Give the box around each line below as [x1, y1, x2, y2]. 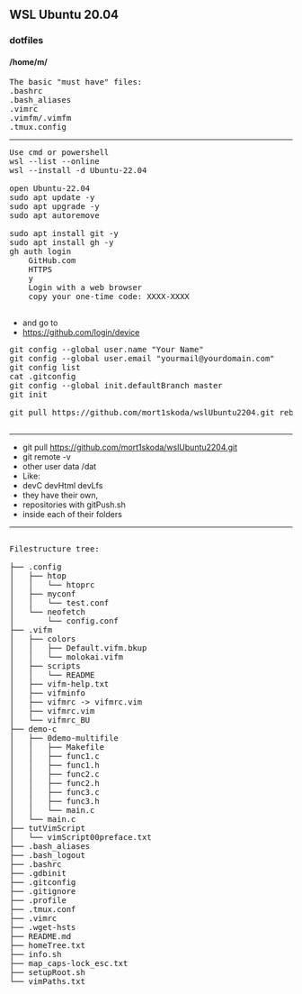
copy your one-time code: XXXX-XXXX [28, 291, 191, 301]
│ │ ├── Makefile [9, 742, 105, 752]
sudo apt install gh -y [9, 237, 114, 247]
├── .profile [9, 895, 67, 905]
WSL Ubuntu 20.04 [9, 7, 120, 23]
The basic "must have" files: [9, 77, 143, 87]
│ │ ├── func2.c [9, 769, 101, 779]
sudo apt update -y [9, 192, 95, 202]
